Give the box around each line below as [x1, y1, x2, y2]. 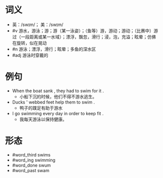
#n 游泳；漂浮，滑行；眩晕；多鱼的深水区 [12, 46, 96, 52]
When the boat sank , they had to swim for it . [12, 88, 104, 94]
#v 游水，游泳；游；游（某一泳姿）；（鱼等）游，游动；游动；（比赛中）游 [12, 27, 158, 33]
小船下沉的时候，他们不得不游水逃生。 [19, 94, 97, 100]
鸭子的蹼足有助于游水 [19, 105, 63, 111]
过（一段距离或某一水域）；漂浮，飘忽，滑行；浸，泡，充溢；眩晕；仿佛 [12, 34, 156, 40]
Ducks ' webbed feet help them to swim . [12, 99, 95, 105]
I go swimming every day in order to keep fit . [12, 110, 104, 116]
